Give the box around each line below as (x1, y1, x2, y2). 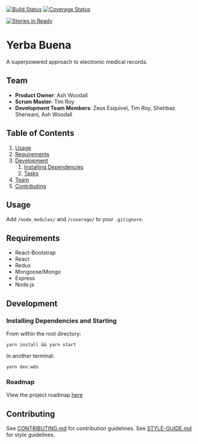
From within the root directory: (6, 330, 82, 337)
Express (14, 275, 35, 282)
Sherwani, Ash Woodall (14, 111, 73, 118)
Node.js (14, 281, 35, 288)
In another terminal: (6, 352, 55, 359)
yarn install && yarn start (6, 341, 77, 348)
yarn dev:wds (6, 363, 39, 369)
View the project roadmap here (6, 391, 83, 399)
